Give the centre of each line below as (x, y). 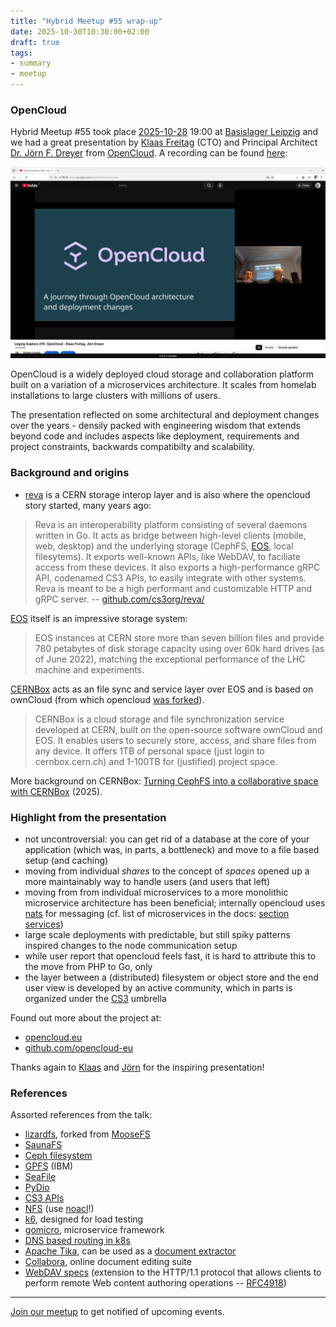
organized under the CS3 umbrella (95, 999)
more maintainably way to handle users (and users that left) (147, 882)
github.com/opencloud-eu (79, 1048)
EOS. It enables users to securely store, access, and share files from (175, 740)
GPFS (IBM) (49, 1166)
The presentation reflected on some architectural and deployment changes (165, 415)
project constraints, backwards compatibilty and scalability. (133, 447)
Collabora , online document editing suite (108, 1262)
